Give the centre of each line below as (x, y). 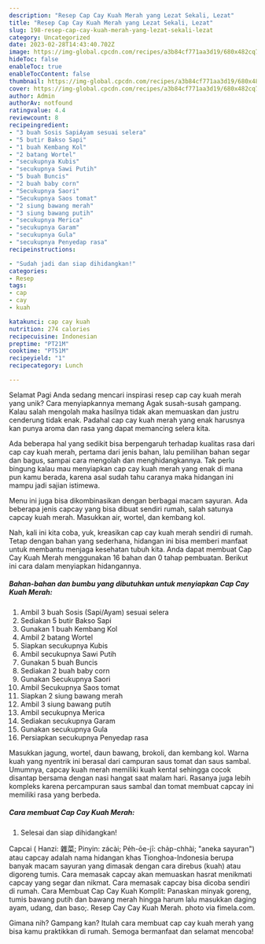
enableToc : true (35, 67)
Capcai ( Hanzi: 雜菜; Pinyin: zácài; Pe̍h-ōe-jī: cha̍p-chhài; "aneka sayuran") (132, 848)
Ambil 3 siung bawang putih (66, 704)
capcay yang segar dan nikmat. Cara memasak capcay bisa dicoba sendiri (129, 883)
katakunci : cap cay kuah (50, 322)
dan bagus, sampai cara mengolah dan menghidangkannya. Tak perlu (122, 460)
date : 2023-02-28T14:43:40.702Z (62, 45)
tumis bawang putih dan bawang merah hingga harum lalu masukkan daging (132, 899)
